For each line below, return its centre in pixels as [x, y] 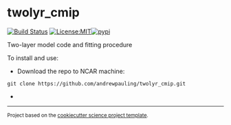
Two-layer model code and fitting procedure [70, 44]
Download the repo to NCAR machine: [71, 71]
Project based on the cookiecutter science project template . [78, 115]
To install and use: [33, 58]
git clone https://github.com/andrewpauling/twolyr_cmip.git [97, 83]
